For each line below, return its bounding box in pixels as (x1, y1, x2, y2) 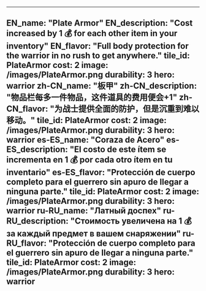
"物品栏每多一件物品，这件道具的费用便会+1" (6, 93, 178, 103)
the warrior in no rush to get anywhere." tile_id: (6, 50, 190, 61)
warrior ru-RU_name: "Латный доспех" (6, 206, 161, 216)
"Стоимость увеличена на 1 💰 (70, 216, 192, 227)
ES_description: (6, 145, 69, 155)
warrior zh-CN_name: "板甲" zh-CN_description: (6, 81, 197, 91)
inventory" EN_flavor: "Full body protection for (6, 41, 189, 51)
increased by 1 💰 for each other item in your (6, 28, 178, 39)
